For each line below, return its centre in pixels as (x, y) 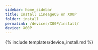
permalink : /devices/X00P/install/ (42, 24)
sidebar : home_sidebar (29, 10)
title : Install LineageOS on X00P (41, 14)
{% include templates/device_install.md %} (49, 42)
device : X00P (19, 28)
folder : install (22, 19)
